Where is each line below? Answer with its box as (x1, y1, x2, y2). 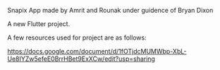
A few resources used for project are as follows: (7, 33, 147, 42)
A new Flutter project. (7, 20, 71, 28)
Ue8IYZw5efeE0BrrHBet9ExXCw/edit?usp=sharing (7, 54, 155, 63)
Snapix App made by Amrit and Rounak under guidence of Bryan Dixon (7, 6, 214, 14)
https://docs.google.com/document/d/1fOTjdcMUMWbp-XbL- (7, 47, 187, 55)
